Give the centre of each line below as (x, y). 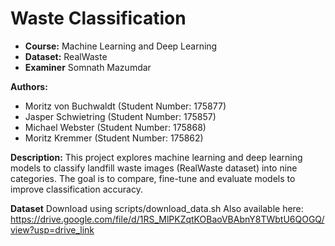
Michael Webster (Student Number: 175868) (115, 127)
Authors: (29, 86)
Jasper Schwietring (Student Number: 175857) (120, 116)
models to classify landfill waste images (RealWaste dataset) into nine (154, 168)
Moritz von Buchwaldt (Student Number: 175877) (125, 106)
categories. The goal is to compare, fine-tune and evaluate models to (153, 178)
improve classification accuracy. (76, 189)
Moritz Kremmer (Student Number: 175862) (114, 138)
